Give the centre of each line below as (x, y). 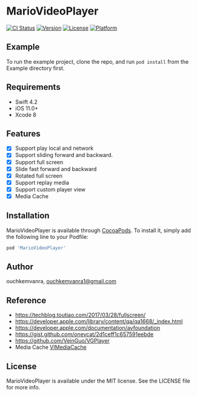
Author (20, 267)
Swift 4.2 (26, 102)
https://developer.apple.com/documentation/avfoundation (88, 328)
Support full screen (39, 162)
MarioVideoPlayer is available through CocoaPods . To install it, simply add (98, 230)
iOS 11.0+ (26, 108)
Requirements (33, 87)
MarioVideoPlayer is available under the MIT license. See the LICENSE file (98, 381)
